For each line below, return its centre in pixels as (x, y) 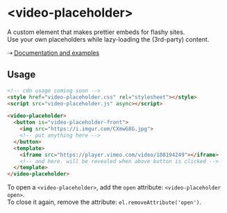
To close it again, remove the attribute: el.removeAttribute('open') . (104, 202)
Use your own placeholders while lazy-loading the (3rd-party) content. (108, 39)
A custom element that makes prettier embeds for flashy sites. (96, 32)
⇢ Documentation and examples (53, 53)
